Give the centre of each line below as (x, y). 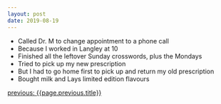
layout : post (27, 14)
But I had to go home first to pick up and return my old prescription (116, 71)
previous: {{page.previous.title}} (55, 93)
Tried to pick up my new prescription (72, 63)
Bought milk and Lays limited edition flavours (83, 78)
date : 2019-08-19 (33, 21)
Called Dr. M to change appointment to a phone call (93, 41)
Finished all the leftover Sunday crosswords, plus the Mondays (110, 56)
